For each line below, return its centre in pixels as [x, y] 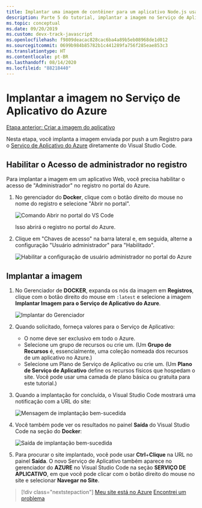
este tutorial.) [40, 383]
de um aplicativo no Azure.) [58, 358]
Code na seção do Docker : [48, 431]
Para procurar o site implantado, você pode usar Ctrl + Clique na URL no [104, 454]
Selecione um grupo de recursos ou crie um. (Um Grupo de [98, 344]
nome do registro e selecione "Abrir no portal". [72, 204]
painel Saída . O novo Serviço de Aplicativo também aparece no [93, 461]
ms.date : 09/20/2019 [32, 29]
